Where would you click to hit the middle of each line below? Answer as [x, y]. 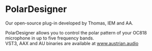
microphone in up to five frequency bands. [50, 38]
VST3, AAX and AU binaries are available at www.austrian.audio [72, 43]
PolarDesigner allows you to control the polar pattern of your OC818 [76, 32]
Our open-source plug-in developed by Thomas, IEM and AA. [69, 23]
